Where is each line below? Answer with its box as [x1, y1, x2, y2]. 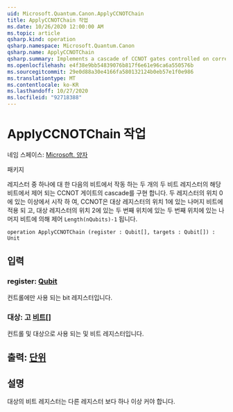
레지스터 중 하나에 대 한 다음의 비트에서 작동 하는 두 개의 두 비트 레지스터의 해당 [7, 180, 222, 188]
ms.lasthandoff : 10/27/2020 [7, 88, 89, 94]
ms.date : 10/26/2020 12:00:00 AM [7, 23, 104, 30]
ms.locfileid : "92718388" [7, 94, 82, 101]
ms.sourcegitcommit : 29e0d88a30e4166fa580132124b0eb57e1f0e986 [7, 68, 194, 75]
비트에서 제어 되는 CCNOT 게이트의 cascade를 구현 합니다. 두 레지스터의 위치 [7, 188, 218, 197]
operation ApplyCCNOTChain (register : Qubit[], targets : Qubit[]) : [7, 229, 216, 236]
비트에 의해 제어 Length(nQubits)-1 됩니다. [19, 215, 137, 223]
